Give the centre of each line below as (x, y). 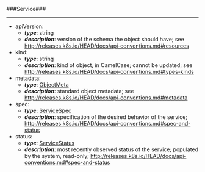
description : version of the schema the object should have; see (104, 39)
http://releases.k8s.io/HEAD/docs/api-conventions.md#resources (106, 46)
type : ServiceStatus (49, 143)
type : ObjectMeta (46, 84)
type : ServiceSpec (48, 110)
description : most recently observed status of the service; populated (111, 149)
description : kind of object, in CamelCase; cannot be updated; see (108, 65)
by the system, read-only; (57, 156)
